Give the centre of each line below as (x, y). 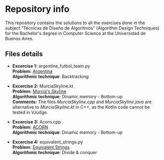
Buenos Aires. (19, 39)
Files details (24, 54)
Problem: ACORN (30, 127)
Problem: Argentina (32, 71)
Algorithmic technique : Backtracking (50, 76)
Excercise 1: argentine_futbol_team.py (51, 66)
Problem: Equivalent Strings (41, 147)
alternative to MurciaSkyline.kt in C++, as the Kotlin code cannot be (81, 107)
